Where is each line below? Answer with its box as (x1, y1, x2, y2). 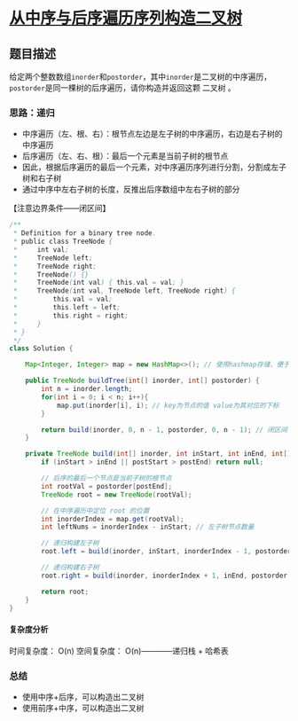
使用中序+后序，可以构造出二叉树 (21, 691, 145, 701)
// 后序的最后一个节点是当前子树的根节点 (41, 474, 172, 483)
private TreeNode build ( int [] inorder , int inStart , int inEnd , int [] (25, 450, 292, 458)
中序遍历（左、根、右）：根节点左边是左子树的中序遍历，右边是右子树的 (21, 129, 283, 139)
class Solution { (9, 344, 74, 353)
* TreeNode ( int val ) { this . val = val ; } (12, 278, 184, 287)
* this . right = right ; (12, 311, 129, 320)
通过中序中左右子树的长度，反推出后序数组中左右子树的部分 (21, 184, 240, 195)
